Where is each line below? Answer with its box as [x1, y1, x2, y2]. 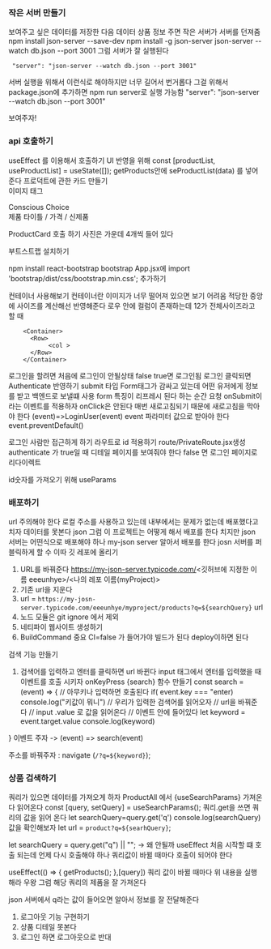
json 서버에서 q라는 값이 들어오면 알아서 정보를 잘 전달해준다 [8, 895, 200, 904]
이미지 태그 [8, 186, 44, 195]
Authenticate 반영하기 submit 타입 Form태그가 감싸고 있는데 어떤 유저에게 [8, 381, 244, 391]
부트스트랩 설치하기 [8, 246, 70, 256]
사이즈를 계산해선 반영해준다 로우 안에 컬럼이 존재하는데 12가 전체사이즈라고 [16, 301, 256, 310]
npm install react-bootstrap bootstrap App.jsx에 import [8, 263, 190, 273]
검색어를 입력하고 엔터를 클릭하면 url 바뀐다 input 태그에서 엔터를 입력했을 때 [19, 666, 261, 676]
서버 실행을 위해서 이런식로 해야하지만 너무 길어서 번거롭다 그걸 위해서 [8, 77, 229, 87]
